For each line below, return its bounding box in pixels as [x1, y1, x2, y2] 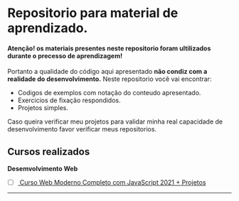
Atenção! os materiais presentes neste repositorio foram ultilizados [7, 44, 211, 53]
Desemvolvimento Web [7, 165, 78, 173]
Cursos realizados [7, 146, 90, 158]
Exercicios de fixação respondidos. [17, 96, 121, 104]
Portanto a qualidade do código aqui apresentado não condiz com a [7, 67, 208, 76]
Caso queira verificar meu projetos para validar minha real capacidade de [7, 117, 223, 126]
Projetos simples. [17, 104, 69, 112]
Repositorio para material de [7, 5, 179, 21]
